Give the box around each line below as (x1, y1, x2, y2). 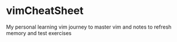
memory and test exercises (6, 29, 72, 36)
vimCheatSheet (6, 4, 84, 17)
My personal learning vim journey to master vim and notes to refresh (6, 23, 172, 30)
